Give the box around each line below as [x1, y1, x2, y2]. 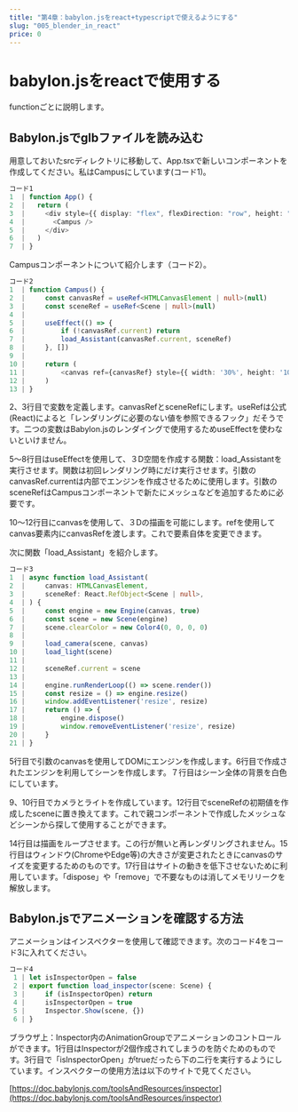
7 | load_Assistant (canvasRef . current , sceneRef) [9, 335, 232, 344]
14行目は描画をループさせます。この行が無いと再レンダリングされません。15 [9, 837, 288, 849]
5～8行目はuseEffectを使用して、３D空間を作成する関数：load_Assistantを [9, 454, 282, 465]
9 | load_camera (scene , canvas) [9, 639, 149, 649]
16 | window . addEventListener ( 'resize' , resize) [9, 697, 208, 707]
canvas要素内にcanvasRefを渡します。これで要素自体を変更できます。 [9, 528, 267, 539]
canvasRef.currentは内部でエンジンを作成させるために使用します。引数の [9, 476, 278, 487]
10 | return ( [9, 359, 77, 369]
